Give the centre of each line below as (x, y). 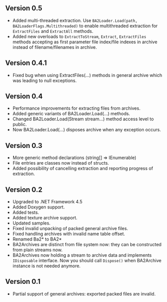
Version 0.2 (24, 190)
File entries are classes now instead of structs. (61, 163)
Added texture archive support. (45, 218)
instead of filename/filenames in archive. (55, 47)
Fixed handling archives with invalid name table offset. (69, 234)
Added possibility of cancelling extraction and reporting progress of (83, 169)
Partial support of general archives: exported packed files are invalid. (84, 293)
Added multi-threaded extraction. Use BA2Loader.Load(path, (75, 20)
